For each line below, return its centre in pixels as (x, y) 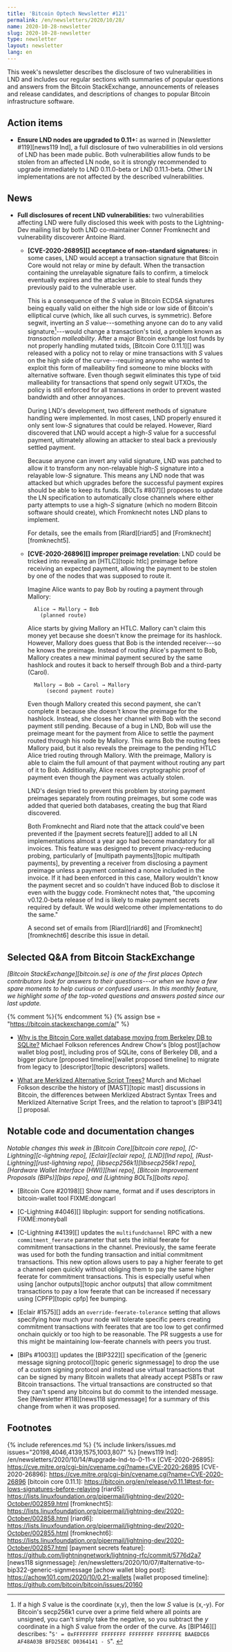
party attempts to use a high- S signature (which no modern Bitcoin (122, 505)
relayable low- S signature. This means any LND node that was (116, 475)
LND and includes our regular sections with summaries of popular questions (115, 79)
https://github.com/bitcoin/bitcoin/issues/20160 (75, 1584)
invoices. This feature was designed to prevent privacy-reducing (119, 848)
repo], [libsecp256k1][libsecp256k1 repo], (137, 1163)
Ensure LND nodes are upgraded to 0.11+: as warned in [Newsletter (114, 140)
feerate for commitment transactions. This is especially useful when (114, 1276)
